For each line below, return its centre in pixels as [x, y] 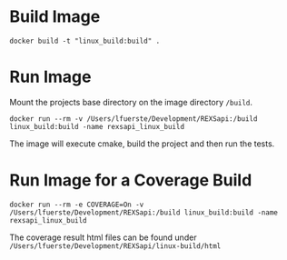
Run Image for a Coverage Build [131, 180]
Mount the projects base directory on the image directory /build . [131, 102]
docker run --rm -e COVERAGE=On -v [77, 205]
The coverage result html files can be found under [103, 237]
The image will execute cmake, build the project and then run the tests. [142, 144]
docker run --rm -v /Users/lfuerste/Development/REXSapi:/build [134, 119]
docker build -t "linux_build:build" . [85, 41]
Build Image [55, 17]
